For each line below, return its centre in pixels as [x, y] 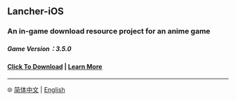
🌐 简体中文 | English [36, 89]
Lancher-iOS [36, 11]
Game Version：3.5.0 [39, 49]
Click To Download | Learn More [55, 67]
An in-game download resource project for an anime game [109, 31]
